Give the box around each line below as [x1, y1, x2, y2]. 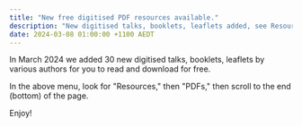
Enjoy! [9, 108, 33, 119]
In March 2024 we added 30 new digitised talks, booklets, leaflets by [9, 55, 265, 65]
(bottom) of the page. [9, 90, 89, 101]
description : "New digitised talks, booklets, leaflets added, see [9, 21, 268, 30]
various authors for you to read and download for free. [9, 63, 211, 74]
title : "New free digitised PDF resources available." [9, 13, 219, 22]
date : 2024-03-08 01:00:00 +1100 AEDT [9, 30, 155, 38]
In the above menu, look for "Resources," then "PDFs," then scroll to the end [9, 81, 292, 92]
